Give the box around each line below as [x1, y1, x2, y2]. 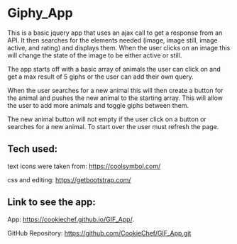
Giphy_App [7, 5, 73, 21]
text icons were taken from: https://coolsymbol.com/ [7, 162, 161, 170]
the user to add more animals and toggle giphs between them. [7, 101, 189, 109]
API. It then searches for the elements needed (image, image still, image [7, 35, 218, 44]
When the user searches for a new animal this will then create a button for [7, 86, 224, 94]
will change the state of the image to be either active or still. [7, 51, 182, 60]
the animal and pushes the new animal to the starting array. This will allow [7, 94, 224, 102]
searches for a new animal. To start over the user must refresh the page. [7, 122, 219, 131]
